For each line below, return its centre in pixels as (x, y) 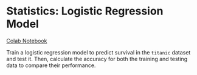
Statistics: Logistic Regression (85, 11)
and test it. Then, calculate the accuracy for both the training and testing (97, 59)
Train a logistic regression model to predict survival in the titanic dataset (98, 52)
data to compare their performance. (51, 65)
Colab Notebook (27, 41)
